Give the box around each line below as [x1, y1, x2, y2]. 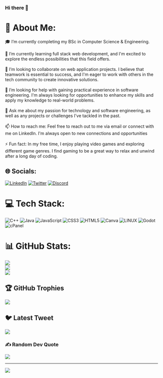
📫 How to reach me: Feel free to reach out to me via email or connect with [5, 123, 154, 129]
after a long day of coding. [5, 153, 58, 159]
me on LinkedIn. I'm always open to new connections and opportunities [5, 130, 148, 136]
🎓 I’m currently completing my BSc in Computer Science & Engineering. [5, 38, 150, 44]
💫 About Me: [5, 22, 56, 34]
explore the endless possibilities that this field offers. [5, 56, 111, 62]
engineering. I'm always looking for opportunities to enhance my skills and [5, 92, 154, 98]
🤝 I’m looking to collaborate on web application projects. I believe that [5, 66, 144, 72]
